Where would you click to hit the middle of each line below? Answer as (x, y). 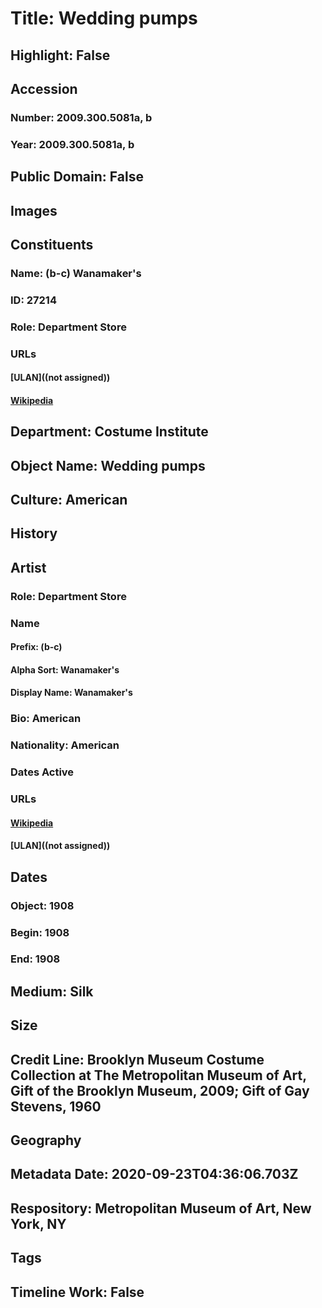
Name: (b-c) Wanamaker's (76, 273)
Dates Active (42, 772)
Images (34, 210)
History (34, 533)
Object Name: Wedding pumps (108, 465)
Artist (28, 567)
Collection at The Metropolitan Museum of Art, (158, 1075)
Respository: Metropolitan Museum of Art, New (161, 1208)
